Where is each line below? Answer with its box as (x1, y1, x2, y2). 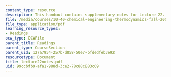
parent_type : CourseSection (5, 45, 65, 50)
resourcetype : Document (5, 54, 56, 60)
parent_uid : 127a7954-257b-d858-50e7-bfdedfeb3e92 (5, 50, 115, 55)
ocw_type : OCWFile (5, 36, 44, 41)
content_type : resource (5, 7, 56, 13)
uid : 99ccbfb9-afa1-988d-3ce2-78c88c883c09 (5, 64, 99, 69)
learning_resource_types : (5, 26, 60, 31)
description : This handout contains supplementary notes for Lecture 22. (5, 12, 165, 17)
